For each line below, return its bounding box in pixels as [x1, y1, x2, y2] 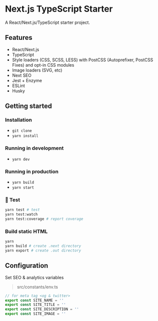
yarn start [12, 185, 34, 190]
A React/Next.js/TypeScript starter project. [5, 19, 90, 25]
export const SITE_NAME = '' [5, 298, 64, 303]
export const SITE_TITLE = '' [5, 303, 66, 307]
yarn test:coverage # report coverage [5, 216, 83, 222]
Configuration [5, 262, 48, 270]
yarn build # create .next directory [5, 244, 81, 249]
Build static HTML [5, 228, 48, 234]
